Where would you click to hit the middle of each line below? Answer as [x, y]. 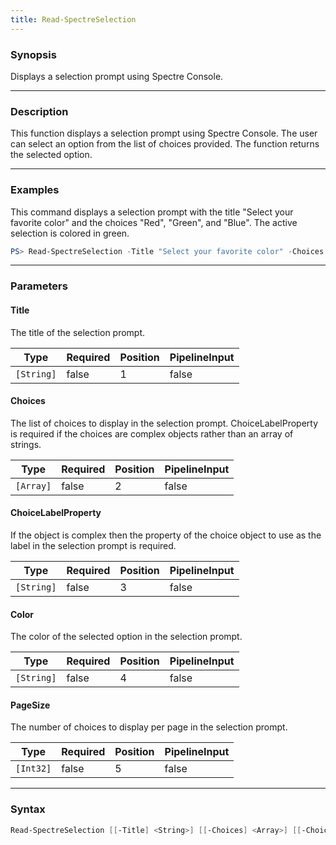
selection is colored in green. [70, 233]
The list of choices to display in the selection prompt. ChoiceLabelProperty [164, 423]
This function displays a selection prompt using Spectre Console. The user [164, 133]
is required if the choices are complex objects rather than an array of [152, 433]
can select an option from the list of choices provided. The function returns [165, 144]
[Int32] [33, 769]
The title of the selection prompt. [78, 332]
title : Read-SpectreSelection [73, 19]
